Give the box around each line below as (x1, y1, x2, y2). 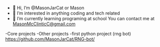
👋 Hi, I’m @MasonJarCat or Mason (12, 5, 84, 11)
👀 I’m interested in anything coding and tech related (12, 10, 120, 16)
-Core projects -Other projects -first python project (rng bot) (5, 31, 131, 36)
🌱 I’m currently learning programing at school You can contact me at (12, 16, 155, 21)
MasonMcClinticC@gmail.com (12, 21, 76, 27)
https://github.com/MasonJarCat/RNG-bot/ (5, 36, 95, 42)
